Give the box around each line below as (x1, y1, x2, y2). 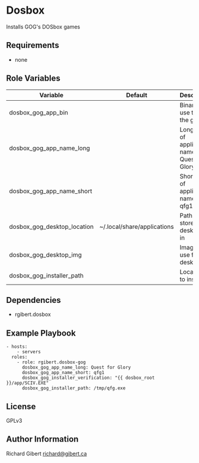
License (6, 401, 36, 411)
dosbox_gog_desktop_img (9, 250, 82, 258)
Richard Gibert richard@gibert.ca (6, 450, 87, 457)
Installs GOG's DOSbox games (6, 23, 81, 30)
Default (126, 91, 147, 99)
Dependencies (6, 295, 61, 305)
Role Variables (6, 74, 60, 84)
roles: (11, 354, 28, 360)
